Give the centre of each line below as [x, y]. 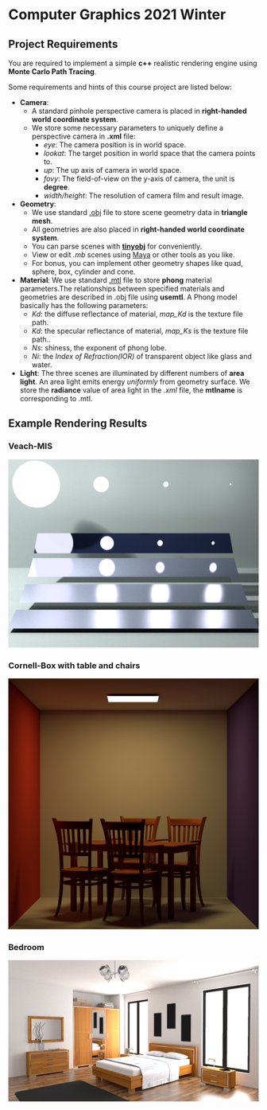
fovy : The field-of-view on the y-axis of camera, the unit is [139, 178]
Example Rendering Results [78, 424]
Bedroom [27, 947]
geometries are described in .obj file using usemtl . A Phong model [128, 297]
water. [42, 365]
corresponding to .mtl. [56, 399]
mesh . [42, 221]
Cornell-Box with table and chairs [74, 665]
